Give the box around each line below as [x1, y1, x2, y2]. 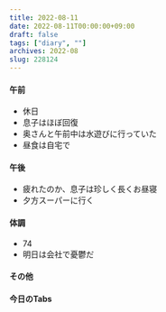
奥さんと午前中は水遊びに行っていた [22, 128, 158, 140]
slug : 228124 [9, 55, 59, 64]
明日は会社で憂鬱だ [22, 249, 95, 260]
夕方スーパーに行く [22, 195, 95, 206]
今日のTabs [9, 293, 52, 304]
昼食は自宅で [22, 140, 70, 151]
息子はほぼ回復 [22, 117, 78, 128]
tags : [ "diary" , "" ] [9, 38, 88, 48]
